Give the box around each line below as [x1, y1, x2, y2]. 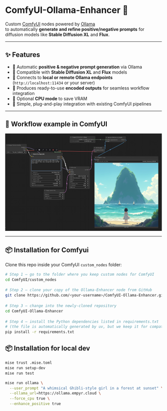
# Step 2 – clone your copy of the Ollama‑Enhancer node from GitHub [5, 288, 153, 293]
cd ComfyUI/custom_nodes [5, 277, 57, 282]
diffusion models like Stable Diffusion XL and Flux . [5, 31, 110, 37]
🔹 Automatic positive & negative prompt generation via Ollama [12, 64, 143, 70]
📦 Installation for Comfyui [5, 246, 89, 254]
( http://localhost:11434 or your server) [12, 80, 95, 86]
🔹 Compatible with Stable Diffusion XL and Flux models [12, 69, 128, 75]
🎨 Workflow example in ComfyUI [5, 120, 108, 128]
